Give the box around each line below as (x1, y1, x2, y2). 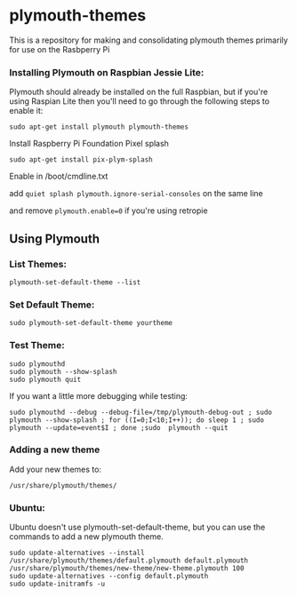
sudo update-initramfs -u (9, 579, 105, 589)
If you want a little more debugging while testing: (9, 390, 189, 401)
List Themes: (9, 258, 67, 270)
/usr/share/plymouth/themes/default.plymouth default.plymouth (9, 556, 249, 565)
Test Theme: (9, 339, 65, 352)
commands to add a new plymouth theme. (9, 531, 165, 542)
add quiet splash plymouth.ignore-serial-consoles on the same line (9, 188, 264, 199)
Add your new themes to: (9, 464, 102, 474)
